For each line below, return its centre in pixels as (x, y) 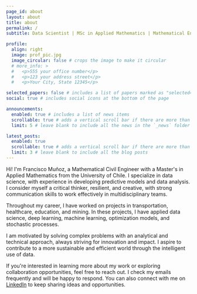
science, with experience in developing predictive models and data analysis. (98, 181)
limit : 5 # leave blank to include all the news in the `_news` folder (101, 125)
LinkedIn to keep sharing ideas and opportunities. (66, 284)
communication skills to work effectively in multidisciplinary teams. (87, 194)
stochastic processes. (33, 224)
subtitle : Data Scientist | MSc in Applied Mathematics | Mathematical (95, 34)
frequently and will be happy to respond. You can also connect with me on (96, 278)
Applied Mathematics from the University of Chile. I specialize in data (89, 175)
